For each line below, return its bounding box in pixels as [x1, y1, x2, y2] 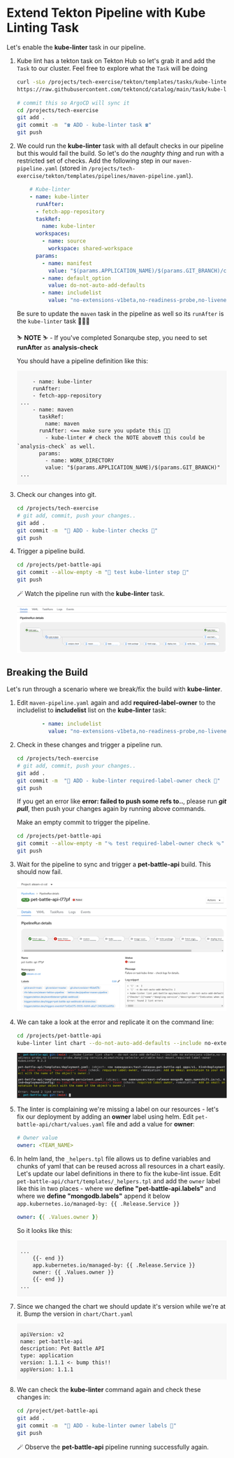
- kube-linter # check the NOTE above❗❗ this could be [45, 435, 205, 442]
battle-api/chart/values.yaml [16, 1122, 105, 1129]
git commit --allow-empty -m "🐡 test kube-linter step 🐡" [16, 569, 189, 576]
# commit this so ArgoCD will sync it [16, 100, 130, 107]
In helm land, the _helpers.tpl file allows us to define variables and [16, 1154, 211, 1163]
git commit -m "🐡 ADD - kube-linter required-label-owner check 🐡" [16, 777, 221, 784]
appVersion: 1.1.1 [20, 1366, 74, 1373]
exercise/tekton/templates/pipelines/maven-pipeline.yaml [16, 173, 189, 180]
